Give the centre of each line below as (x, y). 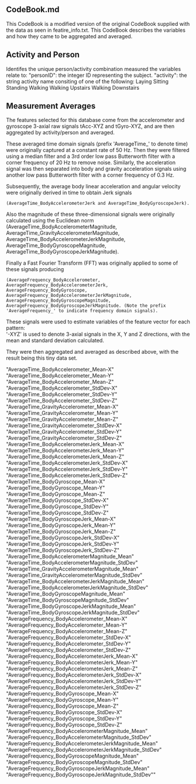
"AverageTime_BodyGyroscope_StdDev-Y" (57, 506)
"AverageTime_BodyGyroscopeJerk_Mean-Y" (61, 525)
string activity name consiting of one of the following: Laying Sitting (87, 81)
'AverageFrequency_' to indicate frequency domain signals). (82, 311)
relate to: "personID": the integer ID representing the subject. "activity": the (97, 75)
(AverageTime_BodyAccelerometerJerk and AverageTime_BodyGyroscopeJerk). (98, 204)
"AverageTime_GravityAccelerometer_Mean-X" (62, 407)
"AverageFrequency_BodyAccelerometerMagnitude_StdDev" (79, 737)
